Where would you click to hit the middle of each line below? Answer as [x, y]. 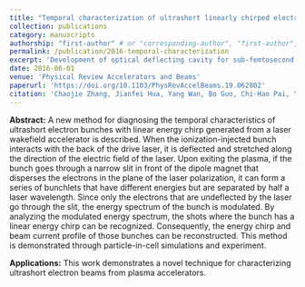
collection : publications [58, 26]
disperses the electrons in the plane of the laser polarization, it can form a [148, 177]
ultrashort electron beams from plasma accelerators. [108, 272]
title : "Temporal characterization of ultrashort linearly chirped [140, 18]
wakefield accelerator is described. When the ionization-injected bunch [143, 139]
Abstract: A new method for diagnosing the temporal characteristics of [143, 120]
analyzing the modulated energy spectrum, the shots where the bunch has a [152, 216]
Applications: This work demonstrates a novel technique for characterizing [151, 262]
